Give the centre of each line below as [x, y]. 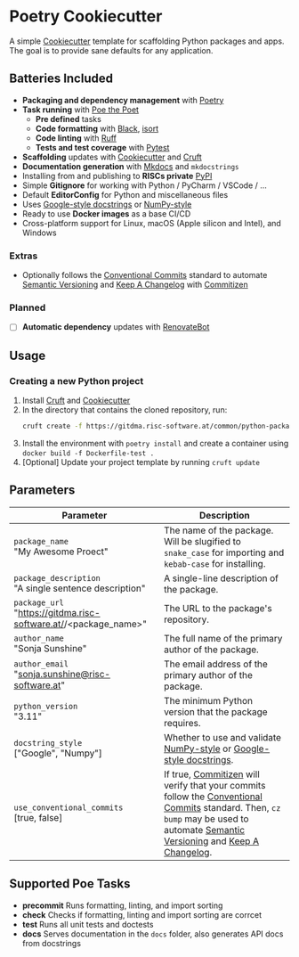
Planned [28, 307]
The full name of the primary [223, 638]
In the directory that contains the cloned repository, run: [125, 410]
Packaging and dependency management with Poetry [123, 100]
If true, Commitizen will [211, 774]
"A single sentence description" [80, 588]
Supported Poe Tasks [70, 884]
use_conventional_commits [69, 807]
